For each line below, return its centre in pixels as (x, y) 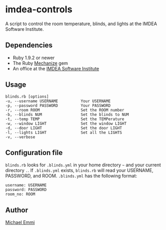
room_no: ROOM (20, 194)
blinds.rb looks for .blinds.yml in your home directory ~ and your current (83, 165)
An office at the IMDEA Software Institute (56, 68)
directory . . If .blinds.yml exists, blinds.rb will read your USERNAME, (79, 170)
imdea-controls (39, 9)
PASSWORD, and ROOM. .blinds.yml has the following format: (71, 176)
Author (17, 210)
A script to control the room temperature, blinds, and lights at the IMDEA (81, 24)
